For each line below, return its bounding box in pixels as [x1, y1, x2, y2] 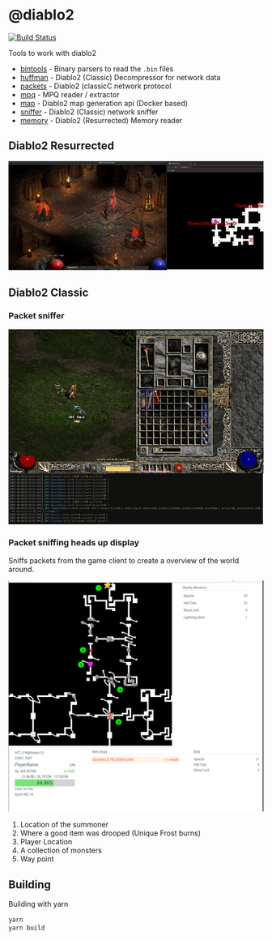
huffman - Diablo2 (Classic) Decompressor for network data [19, 72, 221, 82]
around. [8, 564, 35, 574]
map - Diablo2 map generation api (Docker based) [19, 98, 189, 108]
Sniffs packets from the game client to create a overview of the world [8, 555, 240, 565]
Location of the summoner [19, 820, 109, 830]
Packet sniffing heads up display [8, 537, 140, 549]
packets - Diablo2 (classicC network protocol [19, 81, 172, 91]
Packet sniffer [8, 310, 65, 322]
